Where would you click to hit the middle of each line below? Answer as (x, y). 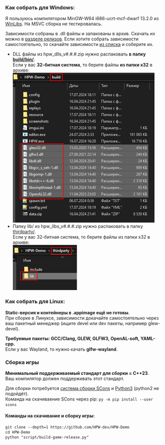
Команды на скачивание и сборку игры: (50, 416)
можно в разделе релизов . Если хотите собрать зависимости (72, 39)
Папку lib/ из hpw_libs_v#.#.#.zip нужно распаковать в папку (78, 227)
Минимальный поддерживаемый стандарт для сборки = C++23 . (77, 373)
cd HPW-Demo (18, 432)
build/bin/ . (24, 60)
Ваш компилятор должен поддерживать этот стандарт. (65, 378)
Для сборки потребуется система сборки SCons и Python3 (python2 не (82, 388)
